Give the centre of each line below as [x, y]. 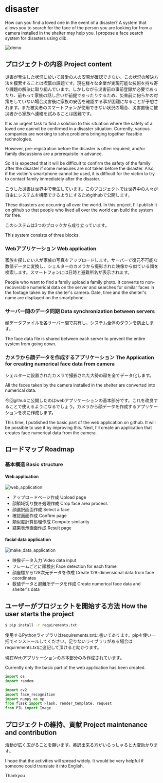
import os [15, 677]
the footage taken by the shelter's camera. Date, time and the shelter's [76, 292]
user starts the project [40, 614]
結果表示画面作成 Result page [42, 528]
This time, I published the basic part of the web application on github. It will [80, 422]
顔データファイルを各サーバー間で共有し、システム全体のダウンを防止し [77, 323]
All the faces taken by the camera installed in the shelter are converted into [80, 385]
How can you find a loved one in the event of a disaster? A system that [76, 22]
